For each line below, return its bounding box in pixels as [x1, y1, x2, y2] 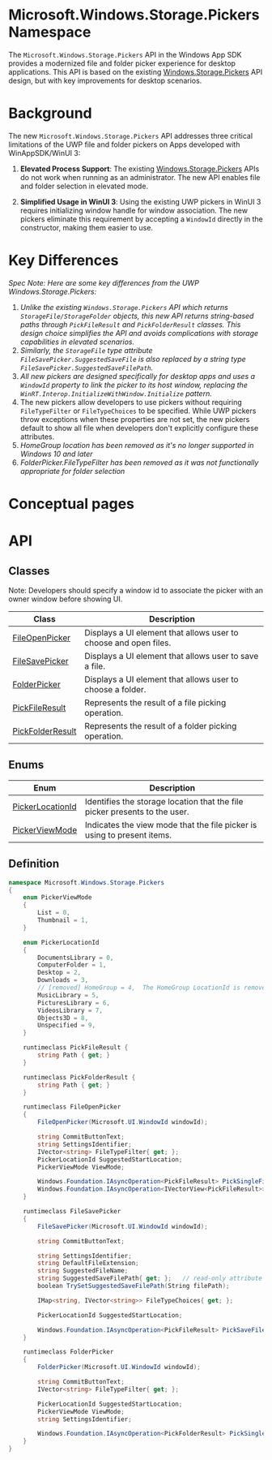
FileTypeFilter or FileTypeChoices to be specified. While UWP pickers [19, 406, 257, 416]
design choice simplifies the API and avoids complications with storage [19, 328, 259, 338]
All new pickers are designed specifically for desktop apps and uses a [19, 371, 256, 381]
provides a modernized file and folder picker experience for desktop [8, 58, 236, 68]
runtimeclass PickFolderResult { [23, 1073, 136, 1081]
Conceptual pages [8, 495, 135, 513]
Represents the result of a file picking [84, 697, 227, 708]
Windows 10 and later [19, 449, 93, 459]
